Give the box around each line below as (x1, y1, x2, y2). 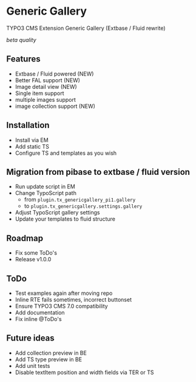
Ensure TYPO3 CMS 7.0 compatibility (15, 303, 108, 309)
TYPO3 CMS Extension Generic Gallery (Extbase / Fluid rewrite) (6, 24, 166, 32)
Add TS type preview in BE (15, 355, 83, 363)
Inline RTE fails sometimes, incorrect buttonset (15, 296, 132, 303)
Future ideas (6, 333, 55, 344)
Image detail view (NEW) (15, 83, 77, 90)
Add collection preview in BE (15, 349, 87, 356)
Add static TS (15, 143, 50, 150)
